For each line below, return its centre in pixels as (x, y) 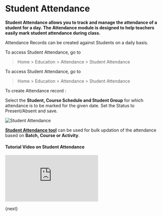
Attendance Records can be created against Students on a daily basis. (77, 42)
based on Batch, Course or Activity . (42, 135)
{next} (12, 209)
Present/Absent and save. (31, 111)
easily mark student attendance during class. (53, 33)
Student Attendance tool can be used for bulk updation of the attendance (81, 130)
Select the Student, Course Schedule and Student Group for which (74, 100)
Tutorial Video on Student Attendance (45, 146)
